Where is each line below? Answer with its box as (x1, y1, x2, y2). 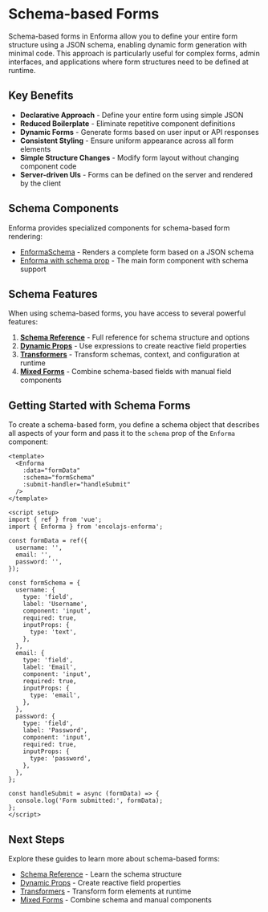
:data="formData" (22, 466, 81, 474)
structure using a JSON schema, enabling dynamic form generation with (8, 39, 247, 49)
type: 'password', (29, 755, 91, 763)
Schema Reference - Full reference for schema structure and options (19, 332, 250, 342)
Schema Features (8, 287, 98, 301)
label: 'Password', (22, 727, 88, 735)
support (19, 264, 47, 274)
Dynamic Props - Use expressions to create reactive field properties (19, 341, 247, 351)
